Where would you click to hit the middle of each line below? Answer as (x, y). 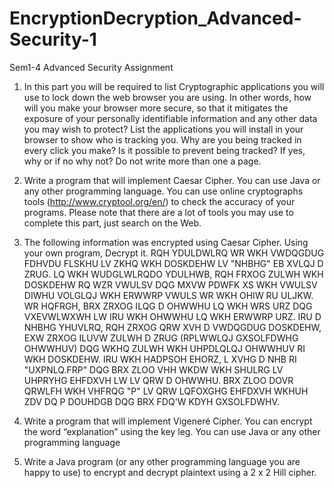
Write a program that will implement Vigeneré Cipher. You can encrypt (168, 421)
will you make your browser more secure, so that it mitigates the (156, 108)
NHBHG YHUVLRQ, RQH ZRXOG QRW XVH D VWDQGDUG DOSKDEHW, (172, 327)
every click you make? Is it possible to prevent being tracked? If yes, (164, 150)
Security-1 (53, 39)
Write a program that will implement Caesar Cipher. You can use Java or (172, 180)
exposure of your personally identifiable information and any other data (170, 118)
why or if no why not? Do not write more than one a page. (142, 161)
